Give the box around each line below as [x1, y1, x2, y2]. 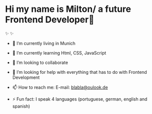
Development [12, 74, 40, 80]
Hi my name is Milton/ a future [5, 3, 131, 15]
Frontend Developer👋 [5, 14, 95, 25]
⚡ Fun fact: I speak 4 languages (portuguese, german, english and [12, 96, 148, 102]
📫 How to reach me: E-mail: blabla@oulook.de [12, 84, 108, 90]
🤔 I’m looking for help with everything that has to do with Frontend [12, 69, 147, 75]
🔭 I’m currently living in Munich [12, 40, 76, 46]
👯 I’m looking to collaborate [12, 59, 68, 65]
